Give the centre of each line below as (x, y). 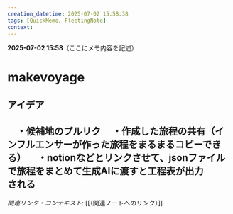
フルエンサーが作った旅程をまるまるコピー (110, 145)
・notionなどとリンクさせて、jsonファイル (131, 158)
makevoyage (46, 77)
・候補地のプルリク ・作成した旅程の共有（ (116, 131)
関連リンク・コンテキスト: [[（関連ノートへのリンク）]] (85, 203)
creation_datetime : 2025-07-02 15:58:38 (68, 14)
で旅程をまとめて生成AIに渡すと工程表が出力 (105, 171)
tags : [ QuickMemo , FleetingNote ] (57, 21)
